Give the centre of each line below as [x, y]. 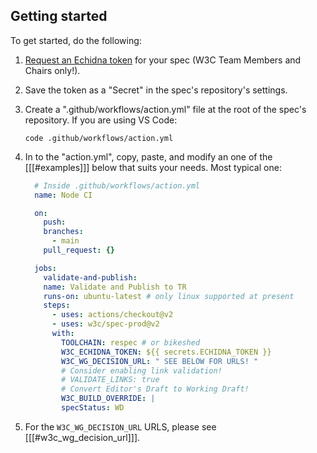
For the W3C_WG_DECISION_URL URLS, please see [120, 426]
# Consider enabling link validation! [142, 370]
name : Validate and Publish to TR [115, 287]
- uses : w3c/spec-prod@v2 [105, 324]
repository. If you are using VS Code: [101, 120]
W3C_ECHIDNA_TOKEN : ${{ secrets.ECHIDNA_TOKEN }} [166, 352]
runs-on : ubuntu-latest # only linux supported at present [169, 296]
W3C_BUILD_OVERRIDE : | [108, 399]
